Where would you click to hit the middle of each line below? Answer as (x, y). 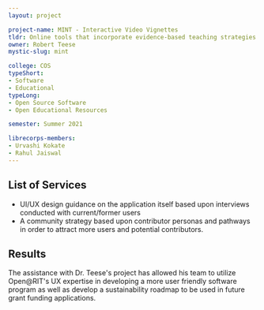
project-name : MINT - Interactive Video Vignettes (93, 30)
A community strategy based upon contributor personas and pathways (135, 221)
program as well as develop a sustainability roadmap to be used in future (126, 289)
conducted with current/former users (80, 212)
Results (27, 254)
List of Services (47, 185)
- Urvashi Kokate (37, 146)
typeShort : (26, 73)
